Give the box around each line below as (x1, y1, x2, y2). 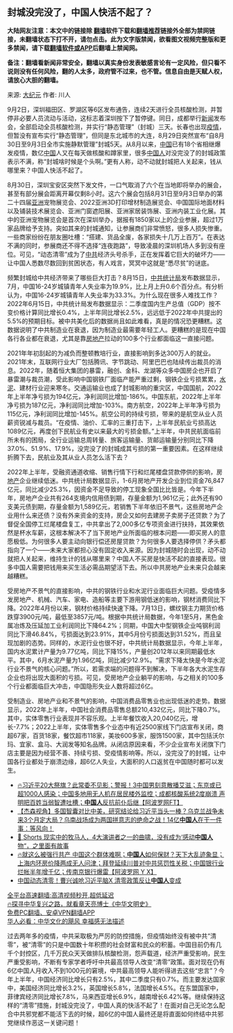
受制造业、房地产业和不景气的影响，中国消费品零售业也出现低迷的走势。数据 (7, 697, 226, 705)
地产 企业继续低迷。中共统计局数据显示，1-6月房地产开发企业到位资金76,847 (7, 476, 225, 484)
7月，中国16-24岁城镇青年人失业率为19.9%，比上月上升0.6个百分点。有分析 (7, 282, 224, 290)
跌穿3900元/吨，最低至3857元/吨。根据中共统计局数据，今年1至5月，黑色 (7, 613, 218, 621)
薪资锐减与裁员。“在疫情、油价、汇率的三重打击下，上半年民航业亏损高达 (7, 418, 217, 427)
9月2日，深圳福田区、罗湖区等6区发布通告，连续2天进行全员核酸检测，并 (7, 105, 217, 113)
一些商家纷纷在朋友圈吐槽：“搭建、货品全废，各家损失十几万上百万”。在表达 (7, 232, 225, 241)
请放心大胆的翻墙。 (7, 76, 62, 84)
